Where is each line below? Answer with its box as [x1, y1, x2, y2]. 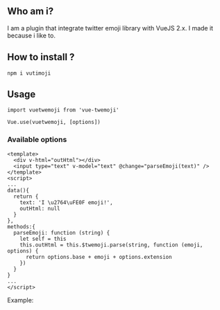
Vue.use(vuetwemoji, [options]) [7, 119, 101, 126]
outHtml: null [19, 205, 60, 212]
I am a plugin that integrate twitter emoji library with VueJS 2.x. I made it [7, 24, 214, 32]
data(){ [7, 187, 30, 194]
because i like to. [7, 31, 56, 39]
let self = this [19, 235, 67, 242]
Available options [7, 135, 67, 145]
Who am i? [7, 6, 54, 17]
